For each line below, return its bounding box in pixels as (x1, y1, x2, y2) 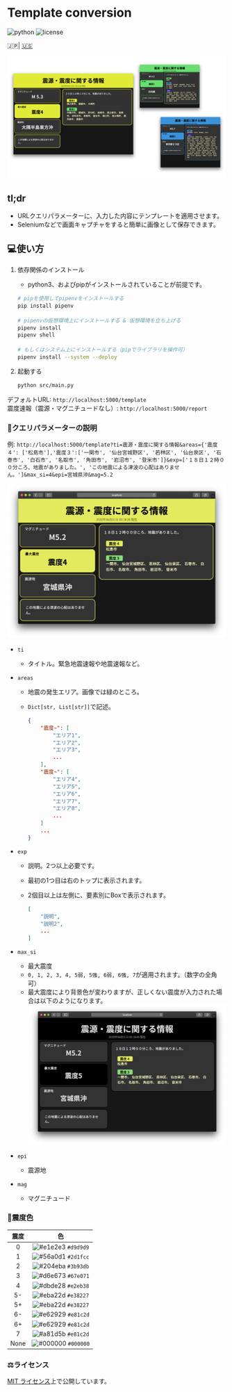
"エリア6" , (52, 790, 81, 797)
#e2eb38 (67, 1282, 90, 1290)
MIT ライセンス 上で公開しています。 (7, 1377, 111, 1385)
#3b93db (67, 1263, 90, 1270)
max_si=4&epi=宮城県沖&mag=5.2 (26, 471, 113, 479)
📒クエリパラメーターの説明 (7, 423, 97, 432)
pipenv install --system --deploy (17, 354, 117, 361)
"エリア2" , (52, 739, 81, 746)
